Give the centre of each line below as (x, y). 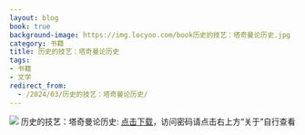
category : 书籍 (37, 43)
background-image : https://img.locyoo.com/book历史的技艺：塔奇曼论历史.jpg (150, 35)
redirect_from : (38, 86)
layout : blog (34, 18)
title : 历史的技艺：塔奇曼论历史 (65, 52)
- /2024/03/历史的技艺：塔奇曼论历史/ (83, 94)
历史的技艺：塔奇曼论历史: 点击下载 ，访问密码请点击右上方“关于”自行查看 (158, 121)
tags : (20, 60)
